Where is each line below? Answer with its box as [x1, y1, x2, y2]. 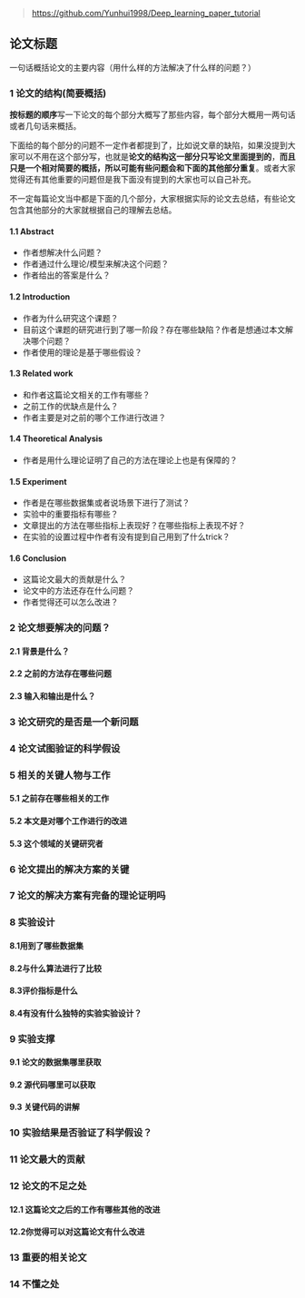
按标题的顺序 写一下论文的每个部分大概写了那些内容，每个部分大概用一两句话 [9, 109, 296, 121]
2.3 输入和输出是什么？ [9, 691, 96, 702]
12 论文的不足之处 [9, 1180, 87, 1193]
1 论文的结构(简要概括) [9, 86, 107, 99]
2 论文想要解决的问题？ [9, 622, 111, 634]
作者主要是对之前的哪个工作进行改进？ [22, 412, 166, 423]
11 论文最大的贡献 [9, 1153, 85, 1165]
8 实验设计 [9, 916, 55, 929]
